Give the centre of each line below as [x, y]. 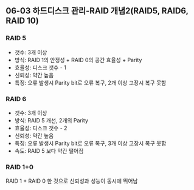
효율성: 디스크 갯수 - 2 [41, 128]
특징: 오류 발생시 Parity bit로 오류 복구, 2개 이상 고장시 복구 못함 [90, 83]
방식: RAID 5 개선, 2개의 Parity [51, 120]
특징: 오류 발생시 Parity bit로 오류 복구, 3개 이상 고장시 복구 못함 [90, 143]
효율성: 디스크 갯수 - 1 [40, 67]
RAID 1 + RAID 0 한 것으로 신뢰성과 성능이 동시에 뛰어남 [72, 181]
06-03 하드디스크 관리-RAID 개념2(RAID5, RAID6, [97, 11]
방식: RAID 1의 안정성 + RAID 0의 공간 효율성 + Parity [78, 60]
